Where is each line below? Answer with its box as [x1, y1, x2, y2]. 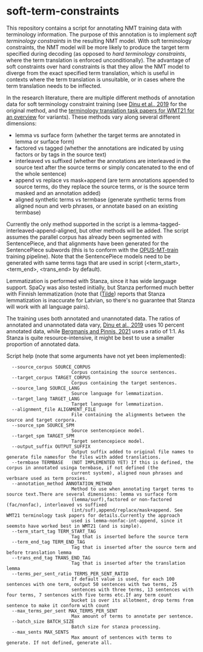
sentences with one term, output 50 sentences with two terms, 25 [6, 581, 178, 587]
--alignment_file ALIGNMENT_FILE [12, 406, 96, 413]
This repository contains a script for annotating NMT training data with [6, 24, 182, 32]
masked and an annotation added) [15, 189, 101, 196]
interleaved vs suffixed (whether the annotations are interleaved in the [15, 157, 191, 164]
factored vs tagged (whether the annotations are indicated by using [15, 144, 184, 151]
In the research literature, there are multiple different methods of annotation [6, 94, 195, 101]
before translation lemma [6, 550, 72, 556]
